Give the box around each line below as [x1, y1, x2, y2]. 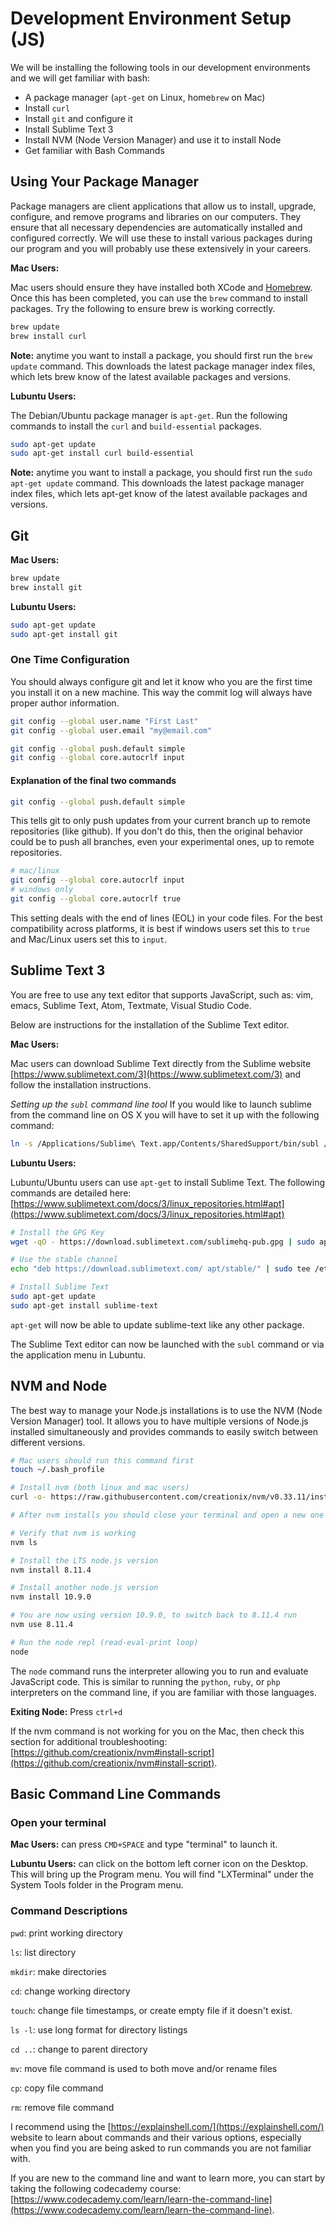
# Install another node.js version [10, 1583, 159, 1593]
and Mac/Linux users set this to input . [10, 933, 168, 945]
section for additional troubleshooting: [10, 1735, 168, 1747]
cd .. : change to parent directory [10, 2043, 148, 2055]
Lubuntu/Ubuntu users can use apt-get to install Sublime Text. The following [10, 1176, 326, 1188]
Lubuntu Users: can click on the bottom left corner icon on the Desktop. [10, 1858, 309, 1870]
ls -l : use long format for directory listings [10, 2023, 188, 2036]
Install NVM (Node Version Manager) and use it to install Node [24, 133, 282, 146]
